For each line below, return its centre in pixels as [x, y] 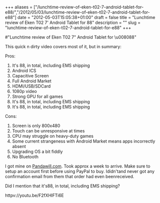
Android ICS [24, 71]
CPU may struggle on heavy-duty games [53, 136]
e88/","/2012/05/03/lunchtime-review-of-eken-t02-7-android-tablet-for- [78, 12]
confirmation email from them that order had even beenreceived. [70, 176]
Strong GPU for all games [37, 96]
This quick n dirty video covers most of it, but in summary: [63, 46]
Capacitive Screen [31, 76]
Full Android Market [32, 81]
